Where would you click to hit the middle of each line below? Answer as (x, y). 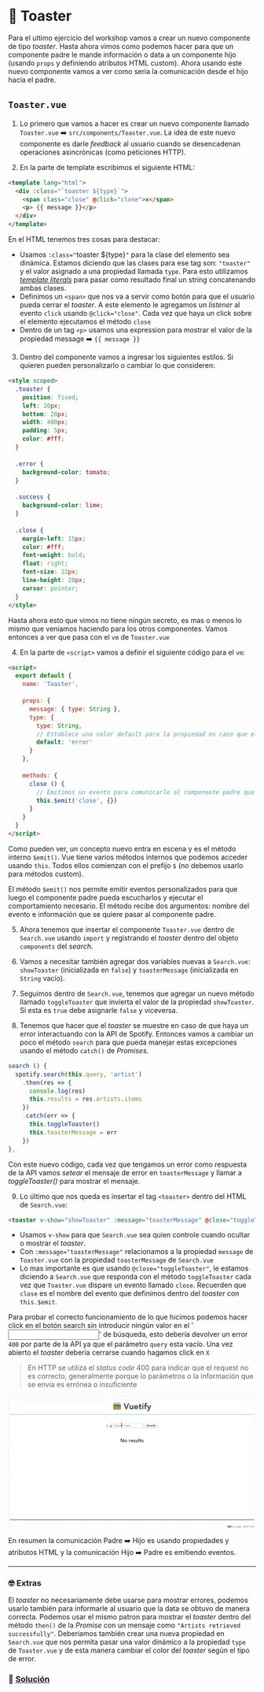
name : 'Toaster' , (51, 685)
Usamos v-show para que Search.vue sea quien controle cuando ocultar (135, 1235)
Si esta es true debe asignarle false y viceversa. (99, 1010)
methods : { (40, 775)
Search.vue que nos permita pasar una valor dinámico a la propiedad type (127, 1642)
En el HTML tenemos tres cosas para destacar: (84, 239)
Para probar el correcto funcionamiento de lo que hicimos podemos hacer (128, 1317)
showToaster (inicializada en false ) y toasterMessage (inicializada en (129, 970)
